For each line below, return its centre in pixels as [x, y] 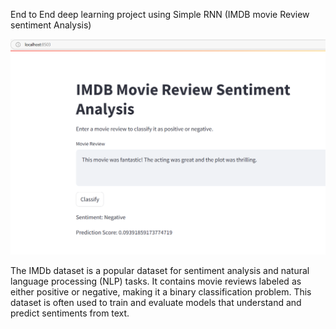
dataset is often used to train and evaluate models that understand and [156, 303]
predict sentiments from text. [70, 313]
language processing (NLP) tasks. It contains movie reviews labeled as [156, 281]
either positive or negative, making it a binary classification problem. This [161, 292]
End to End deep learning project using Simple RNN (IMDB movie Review [160, 14]
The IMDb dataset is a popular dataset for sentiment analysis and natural [160, 271]
